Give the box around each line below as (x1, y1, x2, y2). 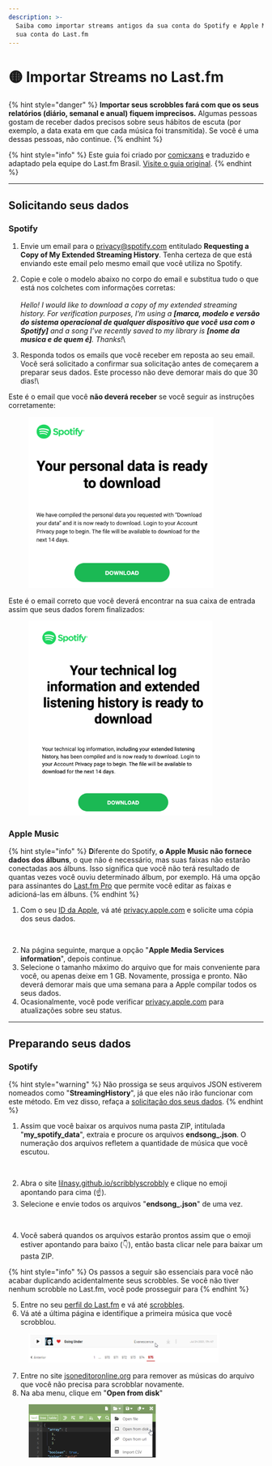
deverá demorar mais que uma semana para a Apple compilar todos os (19, 979, 257, 989)
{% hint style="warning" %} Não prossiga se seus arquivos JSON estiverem (8, 1079, 262, 1089)
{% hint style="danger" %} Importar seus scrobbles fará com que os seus (8, 100, 259, 109)
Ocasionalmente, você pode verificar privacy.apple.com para (19, 997, 224, 1007)
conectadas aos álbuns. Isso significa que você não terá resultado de (8, 864, 240, 873)
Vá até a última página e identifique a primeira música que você (19, 1308, 232, 1318)
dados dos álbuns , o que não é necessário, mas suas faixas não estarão (8, 855, 251, 865)
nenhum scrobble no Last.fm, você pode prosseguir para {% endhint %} (8, 1284, 249, 1293)
